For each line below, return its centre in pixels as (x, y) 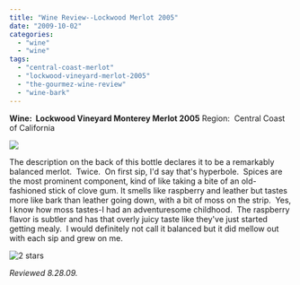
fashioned (28, 190)
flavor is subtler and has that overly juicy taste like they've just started (138, 219)
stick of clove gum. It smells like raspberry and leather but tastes (168, 190)
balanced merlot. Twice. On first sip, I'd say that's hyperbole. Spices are (146, 171)
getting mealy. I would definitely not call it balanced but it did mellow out (144, 229)
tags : (19, 59)
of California (32, 127)
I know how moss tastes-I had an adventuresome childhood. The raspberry (150, 209)
